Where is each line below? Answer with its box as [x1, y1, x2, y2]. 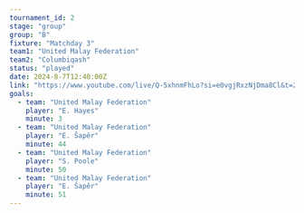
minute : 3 [25, 114, 63, 123]
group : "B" [9, 30, 51, 39]
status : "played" [9, 64, 75, 73]
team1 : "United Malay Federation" [9, 47, 140, 56]
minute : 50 [25, 165, 67, 174]
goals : [9, 89, 34, 98]
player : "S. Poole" [25, 156, 100, 166]
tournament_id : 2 [9, 13, 75, 23]
